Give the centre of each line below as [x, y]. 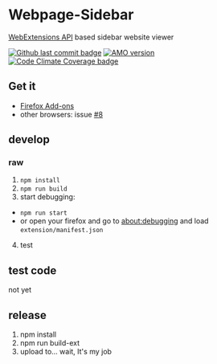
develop [29, 139]
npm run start [43, 213]
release [27, 315]
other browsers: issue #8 [61, 114]
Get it [22, 86]
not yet [20, 290]
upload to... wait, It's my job [66, 352]
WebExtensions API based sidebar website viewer [91, 37]
